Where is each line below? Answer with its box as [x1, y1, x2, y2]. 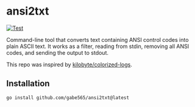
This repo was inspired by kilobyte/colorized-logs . [6, 61, 132, 68]
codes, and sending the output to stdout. [6, 49, 108, 56]
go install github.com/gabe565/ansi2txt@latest [6, 94, 130, 101]
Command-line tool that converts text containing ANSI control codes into [6, 36, 189, 43]
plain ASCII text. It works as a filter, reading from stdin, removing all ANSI [6, 43, 190, 50]
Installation [6, 78, 50, 89]
